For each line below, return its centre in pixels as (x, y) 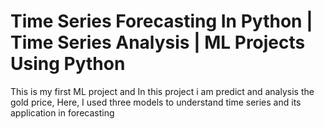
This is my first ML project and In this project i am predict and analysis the (162, 91)
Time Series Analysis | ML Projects (158, 42)
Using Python (68, 64)
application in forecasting (62, 112)
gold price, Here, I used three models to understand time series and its (156, 102)
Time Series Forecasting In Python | (161, 21)
